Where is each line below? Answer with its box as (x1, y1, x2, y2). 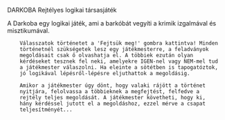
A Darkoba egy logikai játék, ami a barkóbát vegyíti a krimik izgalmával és (7, 19, 217, 27)
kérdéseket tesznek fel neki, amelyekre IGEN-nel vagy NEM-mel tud (19, 58, 218, 65)
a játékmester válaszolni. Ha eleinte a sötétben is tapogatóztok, (19, 64, 218, 71)
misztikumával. (7, 27, 50, 34)
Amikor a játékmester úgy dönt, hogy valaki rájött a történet (19, 82, 206, 89)
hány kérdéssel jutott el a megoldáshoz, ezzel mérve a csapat (19, 100, 206, 107)
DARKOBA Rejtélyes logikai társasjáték (7, 6, 117, 14)
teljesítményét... (19, 106, 73, 113)
